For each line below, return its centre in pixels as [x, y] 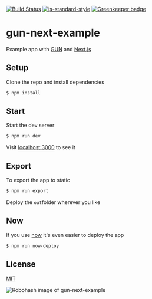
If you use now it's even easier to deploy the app [65, 235]
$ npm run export [27, 191]
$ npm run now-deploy [33, 246]
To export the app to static [38, 180]
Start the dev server [30, 125]
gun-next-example [53, 33]
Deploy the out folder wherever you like [53, 202]
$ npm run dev [24, 136]
